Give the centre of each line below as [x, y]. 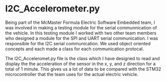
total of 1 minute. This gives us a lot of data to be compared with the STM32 [83, 69]
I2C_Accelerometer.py [52, 9]
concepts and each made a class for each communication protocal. [74, 49]
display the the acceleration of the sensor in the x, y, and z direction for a [80, 64]
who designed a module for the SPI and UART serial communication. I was [82, 38]
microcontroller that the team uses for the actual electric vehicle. [72, 74]
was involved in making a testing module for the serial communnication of [81, 27]
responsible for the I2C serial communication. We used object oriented [78, 43]
